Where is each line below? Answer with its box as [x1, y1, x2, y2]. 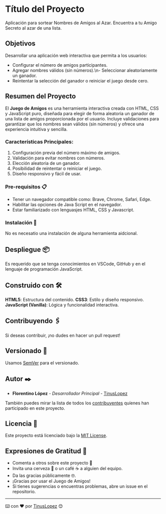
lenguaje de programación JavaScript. [5, 266, 83, 272]
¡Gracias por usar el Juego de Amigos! [12, 478, 91, 484]
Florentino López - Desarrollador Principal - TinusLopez [12, 390, 128, 396]
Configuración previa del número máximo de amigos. [12, 150, 121, 156]
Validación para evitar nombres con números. [12, 155, 105, 161]
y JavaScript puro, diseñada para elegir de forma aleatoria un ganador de [5, 110, 155, 117]
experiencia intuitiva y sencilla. [5, 126, 68, 132]
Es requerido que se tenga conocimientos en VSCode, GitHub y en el [5, 261, 146, 267]
